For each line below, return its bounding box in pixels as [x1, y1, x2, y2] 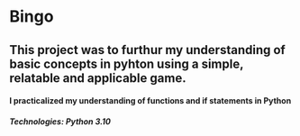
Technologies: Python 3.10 [9, 115, 111, 127]
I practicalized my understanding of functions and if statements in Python [9, 95, 292, 106]
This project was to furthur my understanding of [9, 42, 286, 58]
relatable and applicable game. [9, 70, 186, 86]
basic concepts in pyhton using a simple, [9, 56, 244, 71]
